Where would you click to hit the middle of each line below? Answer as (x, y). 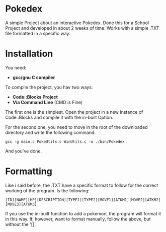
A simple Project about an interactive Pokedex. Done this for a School (77, 23)
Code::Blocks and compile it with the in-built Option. (59, 117)
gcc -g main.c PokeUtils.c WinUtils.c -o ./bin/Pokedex (65, 141)
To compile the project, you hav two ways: (49, 87)
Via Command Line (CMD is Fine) (48, 102)
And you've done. (24, 151)
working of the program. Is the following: (47, 190)
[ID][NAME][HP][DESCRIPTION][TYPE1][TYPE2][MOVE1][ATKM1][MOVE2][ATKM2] (83, 200)
